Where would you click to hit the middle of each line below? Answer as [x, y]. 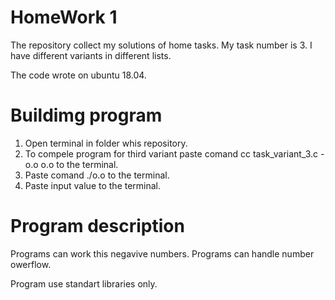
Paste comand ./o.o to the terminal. [97, 175]
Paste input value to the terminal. [93, 185]
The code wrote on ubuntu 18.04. [78, 75]
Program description [97, 226]
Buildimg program [86, 115]
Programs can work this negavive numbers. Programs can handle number [162, 253]
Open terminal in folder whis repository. [106, 143]
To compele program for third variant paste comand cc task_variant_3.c [171, 153]
